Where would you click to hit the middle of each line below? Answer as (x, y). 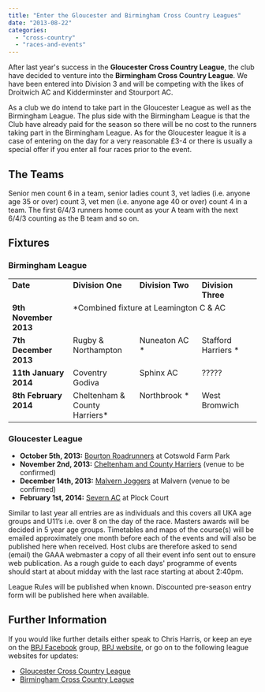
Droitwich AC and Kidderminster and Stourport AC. (91, 92)
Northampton (97, 350)
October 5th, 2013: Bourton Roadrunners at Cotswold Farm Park (125, 456)
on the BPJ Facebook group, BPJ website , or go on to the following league (129, 647)
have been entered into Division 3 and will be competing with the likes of (126, 84)
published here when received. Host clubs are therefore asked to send (123, 546)
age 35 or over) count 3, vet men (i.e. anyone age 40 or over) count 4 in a (128, 201)
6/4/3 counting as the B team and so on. (74, 218)
